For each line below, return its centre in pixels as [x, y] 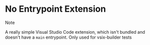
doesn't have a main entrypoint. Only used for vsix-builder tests [68, 37]
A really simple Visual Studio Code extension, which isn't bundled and [75, 32]
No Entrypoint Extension [56, 9]
